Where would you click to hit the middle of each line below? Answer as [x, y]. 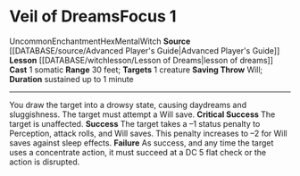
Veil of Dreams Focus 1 [93, 17]
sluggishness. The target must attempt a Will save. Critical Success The [142, 114]
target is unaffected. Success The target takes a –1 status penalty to [135, 123]
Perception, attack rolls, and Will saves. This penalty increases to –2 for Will [148, 133]
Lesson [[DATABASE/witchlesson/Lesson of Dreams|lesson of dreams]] [142, 60]
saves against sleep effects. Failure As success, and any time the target [142, 142]
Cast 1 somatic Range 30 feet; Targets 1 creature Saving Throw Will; [136, 70]
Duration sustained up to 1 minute [71, 79]
